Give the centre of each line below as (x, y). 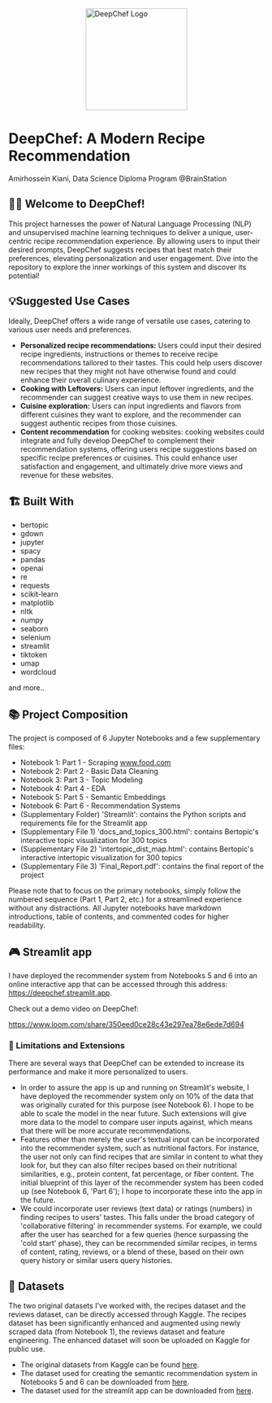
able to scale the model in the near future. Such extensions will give (133, 1113)
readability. (27, 925)
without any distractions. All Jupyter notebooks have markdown (115, 908)
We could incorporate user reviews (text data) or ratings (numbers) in (136, 1209)
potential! (24, 275)
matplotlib (37, 603)
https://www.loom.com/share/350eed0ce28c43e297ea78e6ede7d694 (127, 1024)
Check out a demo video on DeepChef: (74, 1009)
